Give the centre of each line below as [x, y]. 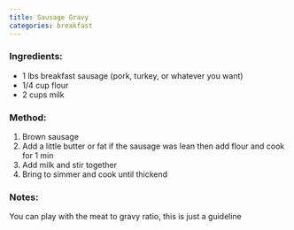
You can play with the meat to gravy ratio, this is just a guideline [125, 217]
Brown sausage [50, 137]
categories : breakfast [51, 26]
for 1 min [38, 156]
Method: [28, 118]
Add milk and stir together [70, 165]
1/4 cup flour [45, 85]
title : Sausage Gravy [49, 17]
